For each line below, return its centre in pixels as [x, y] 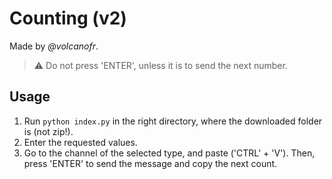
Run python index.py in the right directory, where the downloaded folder [173, 121]
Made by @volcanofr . [54, 46]
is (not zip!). [48, 131]
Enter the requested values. [80, 142]
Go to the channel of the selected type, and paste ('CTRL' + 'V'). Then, [169, 153]
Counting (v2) [68, 18]
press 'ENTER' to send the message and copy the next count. [150, 163]
